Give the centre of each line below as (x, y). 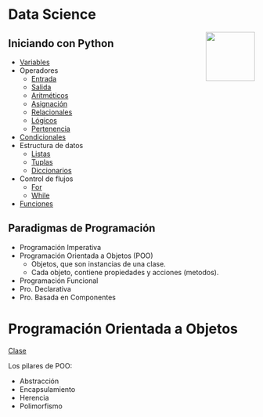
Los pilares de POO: (40, 365)
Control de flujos (46, 179)
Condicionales (43, 137)
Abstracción (39, 381)
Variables (34, 62)
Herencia (34, 397)
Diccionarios (51, 170)
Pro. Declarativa (45, 288)
